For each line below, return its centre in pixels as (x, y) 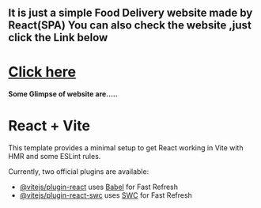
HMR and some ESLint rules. (55, 157)
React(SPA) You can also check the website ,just (130, 26)
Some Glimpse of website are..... (63, 94)
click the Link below (58, 38)
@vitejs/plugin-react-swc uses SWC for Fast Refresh (106, 195)
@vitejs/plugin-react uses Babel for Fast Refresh (99, 187)
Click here (42, 72)
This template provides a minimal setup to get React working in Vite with (126, 148)
